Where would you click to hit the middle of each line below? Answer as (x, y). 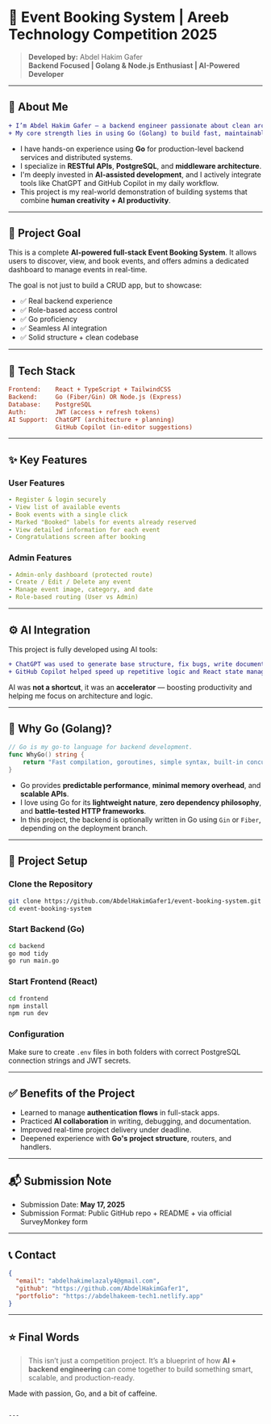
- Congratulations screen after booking (77, 537)
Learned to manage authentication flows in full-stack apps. (120, 1113)
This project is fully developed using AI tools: (83, 649)
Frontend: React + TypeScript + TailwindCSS (90, 390)
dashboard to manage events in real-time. (78, 270)
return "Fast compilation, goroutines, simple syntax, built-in (133, 763)
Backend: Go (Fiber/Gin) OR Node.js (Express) (95, 397)
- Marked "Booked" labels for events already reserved (102, 522)
